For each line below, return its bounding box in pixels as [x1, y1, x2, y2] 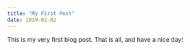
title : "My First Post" [7, 10, 75, 17]
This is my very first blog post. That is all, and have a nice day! [7, 35, 184, 43]
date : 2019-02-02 [7, 16, 57, 23]
